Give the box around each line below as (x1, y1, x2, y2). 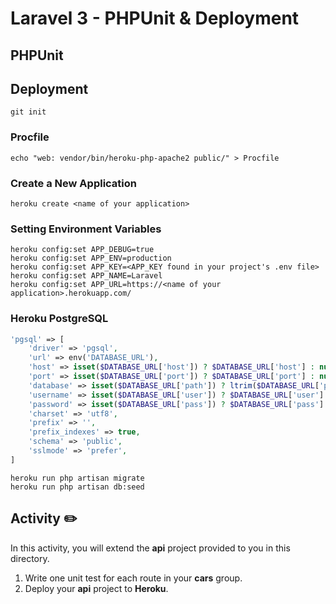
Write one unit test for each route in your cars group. (24, 572, 243, 584)
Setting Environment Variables (10, 222, 162, 236)
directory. (10, 552, 50, 564)
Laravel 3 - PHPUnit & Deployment (10, 7, 300, 30)
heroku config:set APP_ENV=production (10, 253, 172, 264)
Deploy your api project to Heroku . (24, 582, 169, 594)
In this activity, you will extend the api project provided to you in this (10, 542, 291, 554)
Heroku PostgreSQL (10, 312, 109, 326)
